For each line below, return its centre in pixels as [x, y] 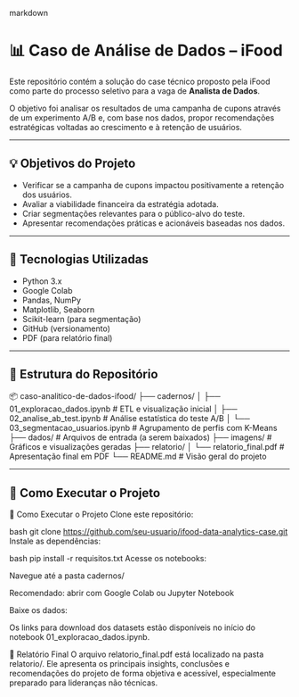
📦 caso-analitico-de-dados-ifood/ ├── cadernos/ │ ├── [115, 396]
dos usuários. [47, 195]
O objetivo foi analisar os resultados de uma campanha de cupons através [145, 108]
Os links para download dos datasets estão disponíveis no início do [133, 627]
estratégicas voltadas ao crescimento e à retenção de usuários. [126, 127]
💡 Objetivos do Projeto [73, 164]
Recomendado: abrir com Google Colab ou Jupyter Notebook [121, 593]
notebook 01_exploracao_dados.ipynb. [80, 637]
